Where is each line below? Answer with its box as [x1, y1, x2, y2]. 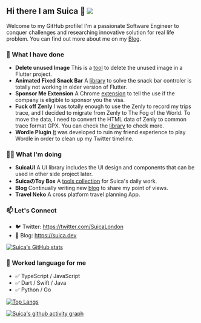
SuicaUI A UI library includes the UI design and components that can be [15, 164, 195, 171]
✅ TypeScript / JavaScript [15, 273, 81, 279]
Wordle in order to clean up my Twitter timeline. [15, 135, 134, 143]
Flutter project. [15, 70, 53, 78]
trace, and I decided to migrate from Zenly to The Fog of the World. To [15, 109, 191, 117]
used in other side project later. [15, 171, 93, 178]
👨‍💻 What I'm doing [6, 150, 62, 158]
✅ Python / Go [15, 286, 51, 293]
